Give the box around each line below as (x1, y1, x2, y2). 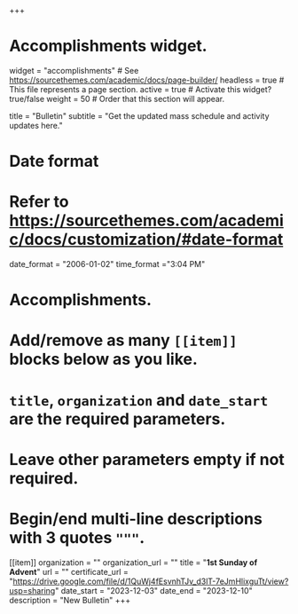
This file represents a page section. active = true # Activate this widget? (9, 83, 272, 94)
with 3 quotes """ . (9, 528, 145, 547)
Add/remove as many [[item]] (9, 330, 238, 350)
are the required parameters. (9, 409, 226, 429)
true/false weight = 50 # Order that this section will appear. (9, 93, 225, 104)
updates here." (9, 120, 64, 130)
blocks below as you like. (9, 350, 198, 369)
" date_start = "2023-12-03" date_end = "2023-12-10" (54, 585, 253, 595)
